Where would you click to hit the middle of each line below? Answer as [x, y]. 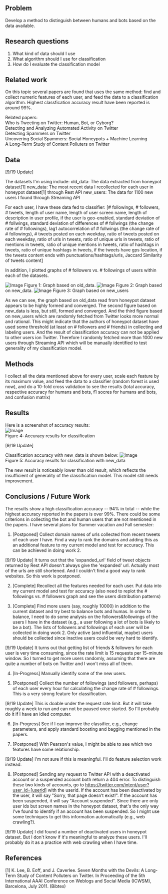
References [23, 858]
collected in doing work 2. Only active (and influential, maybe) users [82, 633]
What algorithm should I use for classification [59, 59]
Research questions [37, 41]
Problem [19, 8]
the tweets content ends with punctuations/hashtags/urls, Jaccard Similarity [84, 255]
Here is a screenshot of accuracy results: [47, 425]
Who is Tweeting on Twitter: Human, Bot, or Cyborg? [59, 123]
